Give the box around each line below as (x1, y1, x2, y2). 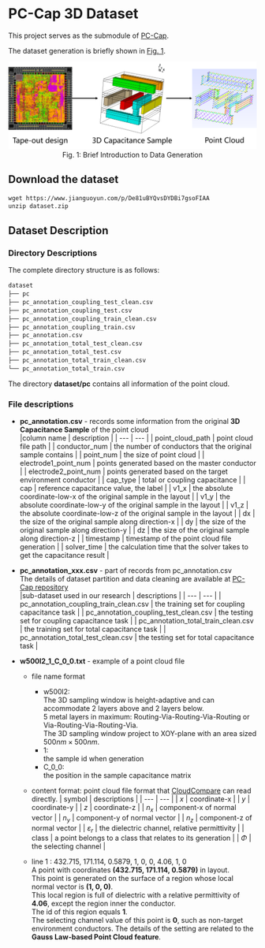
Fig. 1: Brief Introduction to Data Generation (62, 150, 203, 159)
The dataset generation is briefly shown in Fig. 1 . (8, 46, 166, 55)
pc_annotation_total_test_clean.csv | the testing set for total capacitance (19, 633, 255, 642)
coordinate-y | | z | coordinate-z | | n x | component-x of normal (31, 803, 237, 814)
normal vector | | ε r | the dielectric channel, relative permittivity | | (31, 823, 244, 835)
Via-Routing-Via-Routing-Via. (43, 720, 139, 730)
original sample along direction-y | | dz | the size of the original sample (19, 526, 250, 535)
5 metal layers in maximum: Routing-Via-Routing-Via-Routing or (43, 712, 250, 722)
